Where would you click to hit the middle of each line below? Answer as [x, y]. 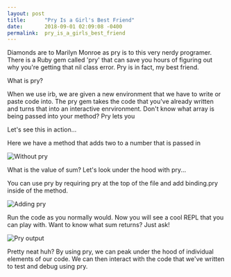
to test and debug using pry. [48, 267]
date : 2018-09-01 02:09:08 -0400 [65, 26]
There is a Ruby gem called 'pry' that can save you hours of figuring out [110, 60]
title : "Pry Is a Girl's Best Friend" [71, 20]
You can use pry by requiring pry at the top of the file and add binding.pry [113, 184]
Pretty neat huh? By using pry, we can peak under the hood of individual [110, 252]
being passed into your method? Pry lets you [71, 116]
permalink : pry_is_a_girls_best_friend [67, 33]
